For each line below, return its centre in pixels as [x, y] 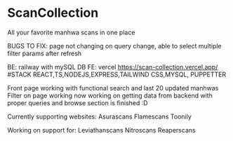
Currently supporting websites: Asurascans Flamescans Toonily [99, 116]
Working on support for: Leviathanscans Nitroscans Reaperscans [101, 130]
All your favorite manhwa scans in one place [71, 32]
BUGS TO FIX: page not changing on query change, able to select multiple [114, 46]
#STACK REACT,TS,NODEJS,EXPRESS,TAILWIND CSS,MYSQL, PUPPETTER [117, 74]
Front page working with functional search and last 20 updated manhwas [113, 88]
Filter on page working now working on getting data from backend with [110, 95]
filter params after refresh [45, 53]
